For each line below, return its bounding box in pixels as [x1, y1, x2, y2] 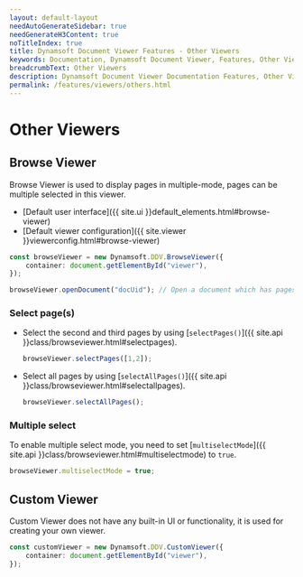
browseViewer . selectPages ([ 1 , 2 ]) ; [22, 354, 152, 364]
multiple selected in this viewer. [9, 189, 126, 200]
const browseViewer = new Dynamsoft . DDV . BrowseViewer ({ [9, 252, 224, 262]
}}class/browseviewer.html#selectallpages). [22, 380, 186, 391]
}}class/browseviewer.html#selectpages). [22, 337, 178, 348]
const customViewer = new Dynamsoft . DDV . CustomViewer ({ [9, 543, 224, 552]
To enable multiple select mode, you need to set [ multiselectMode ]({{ [9, 440, 266, 451]
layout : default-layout [9, 13, 99, 23]
